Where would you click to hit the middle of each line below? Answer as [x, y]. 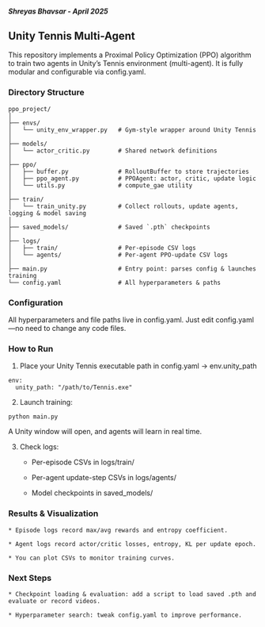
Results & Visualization [53, 514]
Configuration [36, 302]
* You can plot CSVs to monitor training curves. [92, 558]
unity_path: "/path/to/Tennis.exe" [74, 388]
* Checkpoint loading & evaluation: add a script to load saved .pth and [132, 594]
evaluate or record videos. [55, 601]
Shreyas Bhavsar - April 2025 [58, 11]
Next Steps [30, 578]
